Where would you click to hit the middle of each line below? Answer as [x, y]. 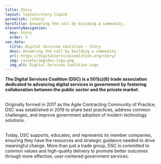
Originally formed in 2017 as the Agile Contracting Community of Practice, [80, 105]
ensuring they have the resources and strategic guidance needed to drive [80, 140]
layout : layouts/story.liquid [36, 14]
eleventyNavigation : [27, 28]
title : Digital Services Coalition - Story [55, 47]
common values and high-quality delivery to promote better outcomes [77, 151]
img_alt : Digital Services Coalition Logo [54, 65]
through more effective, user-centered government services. [67, 156]
